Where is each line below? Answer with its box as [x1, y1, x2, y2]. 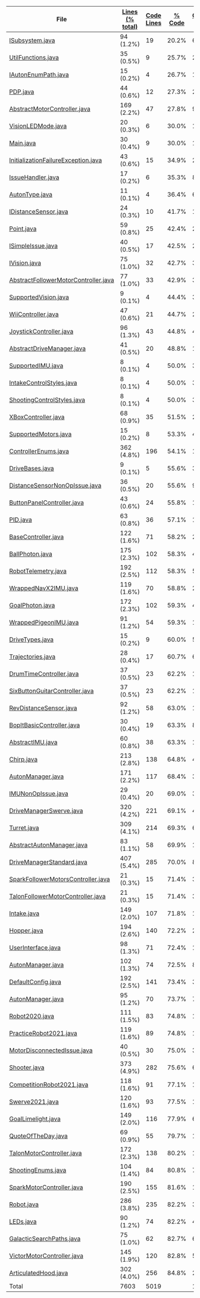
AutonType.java [9, 191, 52, 198]
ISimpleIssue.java [9, 242, 58, 249]
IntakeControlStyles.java [9, 379, 77, 386]
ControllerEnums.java [9, 447, 70, 455]
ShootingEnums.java [9, 1166, 67, 1174]
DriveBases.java [9, 464, 55, 472]
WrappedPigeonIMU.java [9, 619, 79, 626]
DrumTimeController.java [9, 670, 79, 678]
